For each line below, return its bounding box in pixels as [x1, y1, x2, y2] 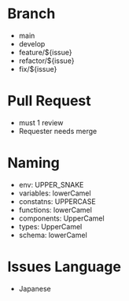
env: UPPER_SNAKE [18, 180, 84, 189]
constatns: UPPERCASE [18, 196, 96, 206]
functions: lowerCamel [18, 205, 92, 214]
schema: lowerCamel [18, 230, 87, 240]
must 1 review [18, 117, 64, 127]
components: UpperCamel [18, 214, 105, 223]
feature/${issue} [18, 47, 72, 57]
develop [18, 39, 46, 48]
